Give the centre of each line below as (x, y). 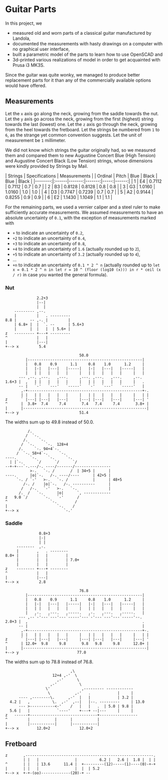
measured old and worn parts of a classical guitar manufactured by (82, 33)
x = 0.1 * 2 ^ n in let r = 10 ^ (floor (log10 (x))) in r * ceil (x (87, 270)
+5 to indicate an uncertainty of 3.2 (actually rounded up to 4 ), (76, 254)
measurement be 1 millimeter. (36, 140)
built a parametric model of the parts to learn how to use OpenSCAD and (88, 54)
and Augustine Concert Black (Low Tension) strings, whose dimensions (79, 161)
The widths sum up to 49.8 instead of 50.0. (50, 422)
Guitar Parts (31, 9)
